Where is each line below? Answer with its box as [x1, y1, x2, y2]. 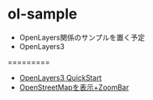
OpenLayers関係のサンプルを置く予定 [19, 32, 146, 42]
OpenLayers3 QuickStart [19, 73, 102, 82]
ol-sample [7, 5, 78, 23]
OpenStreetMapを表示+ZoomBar [19, 82, 130, 92]
